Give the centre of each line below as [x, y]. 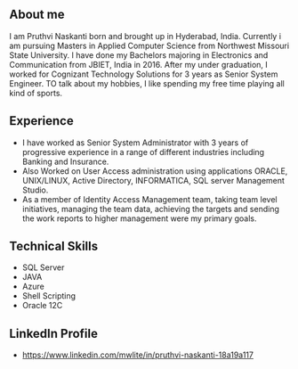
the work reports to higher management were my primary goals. [139, 218]
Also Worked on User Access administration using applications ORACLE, [155, 171]
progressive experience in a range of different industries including [143, 152]
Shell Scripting [49, 296]
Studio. [35, 190]
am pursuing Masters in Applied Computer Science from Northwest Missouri [149, 45]
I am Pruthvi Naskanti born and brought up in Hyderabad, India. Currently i [145, 36]
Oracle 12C [42, 306]
